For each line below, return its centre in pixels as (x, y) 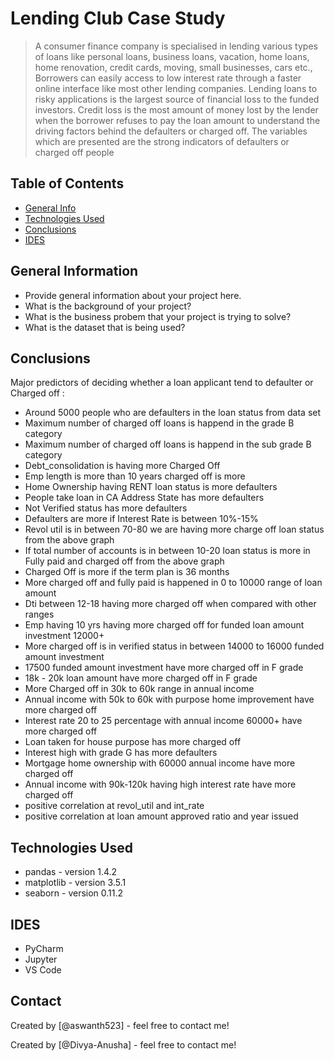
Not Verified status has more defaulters (106, 508)
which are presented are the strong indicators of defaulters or (162, 141)
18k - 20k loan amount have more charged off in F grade (141, 678)
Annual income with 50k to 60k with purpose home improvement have (169, 699)
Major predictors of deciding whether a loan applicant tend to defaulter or (162, 383)
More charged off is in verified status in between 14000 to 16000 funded (174, 646)
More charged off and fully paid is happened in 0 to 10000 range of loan (173, 583)
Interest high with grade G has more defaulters (121, 753)
